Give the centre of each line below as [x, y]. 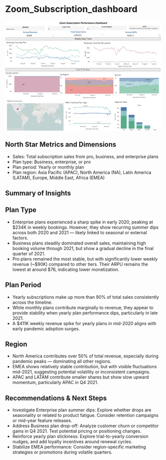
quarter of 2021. [29, 254]
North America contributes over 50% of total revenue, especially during [85, 356]
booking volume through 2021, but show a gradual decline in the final [83, 248]
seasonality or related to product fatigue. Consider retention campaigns [85, 415]
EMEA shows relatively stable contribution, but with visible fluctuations [84, 367]
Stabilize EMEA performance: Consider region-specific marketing [79, 447]
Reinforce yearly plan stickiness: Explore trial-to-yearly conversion [80, 436]
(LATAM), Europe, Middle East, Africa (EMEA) [58, 178]
